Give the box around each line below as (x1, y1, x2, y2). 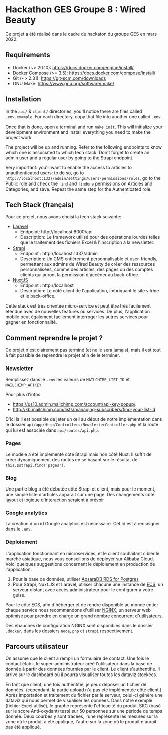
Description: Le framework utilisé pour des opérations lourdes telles (20, 234, 160, 240)
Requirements (5, 51, 50, 59)
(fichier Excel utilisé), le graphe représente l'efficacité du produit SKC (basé (5, 703, 161, 709)
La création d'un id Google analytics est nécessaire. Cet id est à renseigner (5, 521, 160, 527)
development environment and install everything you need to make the (5, 129, 151, 135)
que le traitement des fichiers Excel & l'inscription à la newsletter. (20, 239, 154, 246)
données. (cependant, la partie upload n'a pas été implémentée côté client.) (5, 687, 162, 693)
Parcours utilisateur (5, 642, 69, 651)
